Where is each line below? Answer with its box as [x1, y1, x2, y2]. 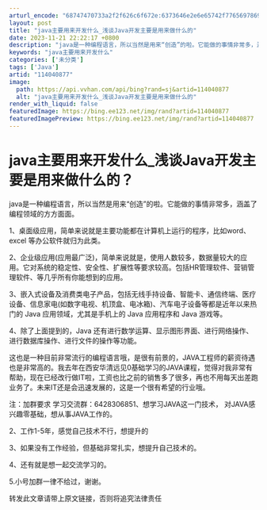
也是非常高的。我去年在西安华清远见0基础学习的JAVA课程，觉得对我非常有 [9, 362, 253, 372]
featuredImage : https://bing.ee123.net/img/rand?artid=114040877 [9, 108, 229, 116]
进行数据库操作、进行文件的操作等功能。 [9, 336, 141, 345]
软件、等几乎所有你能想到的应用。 [15, 272, 128, 282]
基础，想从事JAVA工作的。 [29, 409, 117, 419]
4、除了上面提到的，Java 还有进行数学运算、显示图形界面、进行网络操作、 [9, 326, 254, 336]
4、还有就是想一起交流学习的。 [9, 459, 112, 469]
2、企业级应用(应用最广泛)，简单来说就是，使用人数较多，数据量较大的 [9, 252, 241, 262]
